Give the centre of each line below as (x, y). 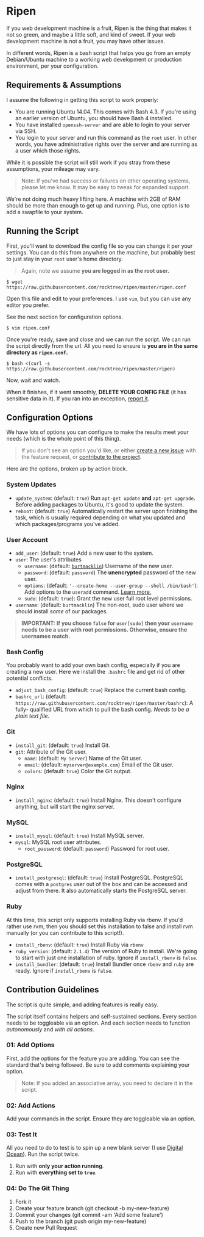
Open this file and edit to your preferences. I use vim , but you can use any (99, 298)
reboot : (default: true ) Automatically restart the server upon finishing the (106, 511)
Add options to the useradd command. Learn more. (88, 592)
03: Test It (22, 1134)
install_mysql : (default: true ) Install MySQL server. (79, 836)
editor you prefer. (28, 305)
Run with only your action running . (59, 1166)
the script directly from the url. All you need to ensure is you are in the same (102, 345)
